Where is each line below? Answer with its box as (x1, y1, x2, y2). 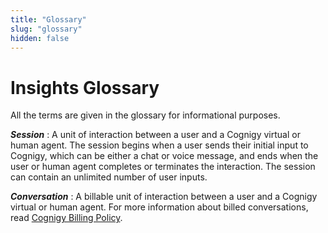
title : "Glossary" (10, 14, 87, 25)
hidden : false (10, 33, 70, 43)
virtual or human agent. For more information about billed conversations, (10, 201, 309, 213)
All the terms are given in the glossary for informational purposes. (10, 109, 281, 121)
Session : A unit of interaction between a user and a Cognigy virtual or (10, 129, 301, 141)
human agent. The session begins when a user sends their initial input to (10, 139, 309, 151)
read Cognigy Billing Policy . (10, 212, 123, 224)
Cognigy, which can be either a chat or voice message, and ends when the (10, 150, 319, 162)
